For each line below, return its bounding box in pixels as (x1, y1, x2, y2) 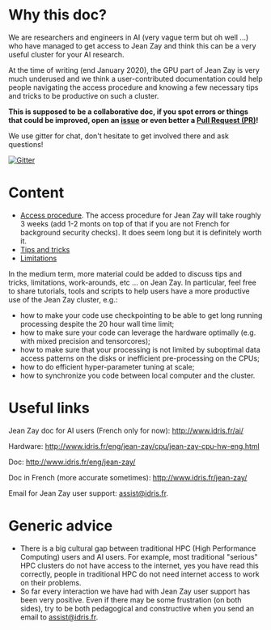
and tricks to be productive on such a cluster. (8, 91, 159, 100)
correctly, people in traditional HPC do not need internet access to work (19, 569, 260, 579)
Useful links (8, 399, 91, 417)
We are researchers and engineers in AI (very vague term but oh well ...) (8, 32, 249, 42)
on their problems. (19, 577, 82, 587)
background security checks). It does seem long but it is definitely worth (19, 227, 262, 237)
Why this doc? (8, 6, 108, 24)
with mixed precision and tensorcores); (19, 336, 151, 345)
